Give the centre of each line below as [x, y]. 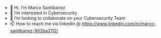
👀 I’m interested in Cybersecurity [43, 13]
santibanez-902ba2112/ [34, 31]
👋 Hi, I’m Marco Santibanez [38, 8]
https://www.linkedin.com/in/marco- [119, 24]
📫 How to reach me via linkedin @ [45, 24]
